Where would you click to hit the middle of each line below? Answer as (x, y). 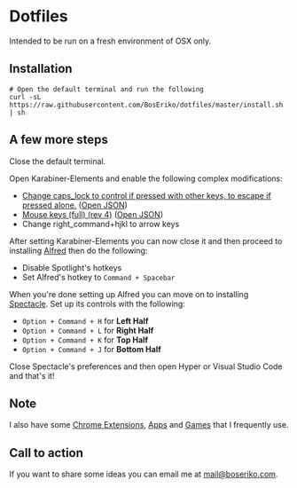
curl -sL (25, 97)
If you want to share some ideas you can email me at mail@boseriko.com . (144, 474)
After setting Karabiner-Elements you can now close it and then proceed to (146, 240)
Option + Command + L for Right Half (88, 330)
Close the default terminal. (58, 161)
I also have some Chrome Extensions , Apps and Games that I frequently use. (149, 425)
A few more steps (59, 140)
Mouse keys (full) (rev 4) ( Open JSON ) (93, 214)
